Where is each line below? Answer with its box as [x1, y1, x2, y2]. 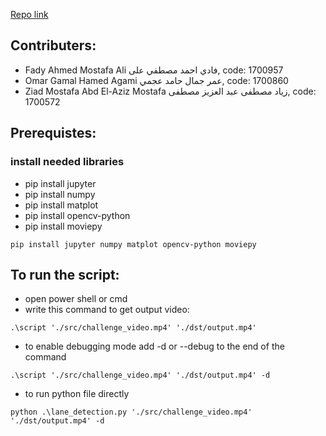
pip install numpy [24, 188, 96, 200]
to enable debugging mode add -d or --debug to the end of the [24, 340, 285, 353]
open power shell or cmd [24, 293, 128, 305]
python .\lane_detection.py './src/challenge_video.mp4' [10, 407, 253, 418]
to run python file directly [24, 388, 130, 400]
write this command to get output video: [24, 304, 190, 316]
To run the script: [10, 266, 120, 283]
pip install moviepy [24, 220, 103, 232]
